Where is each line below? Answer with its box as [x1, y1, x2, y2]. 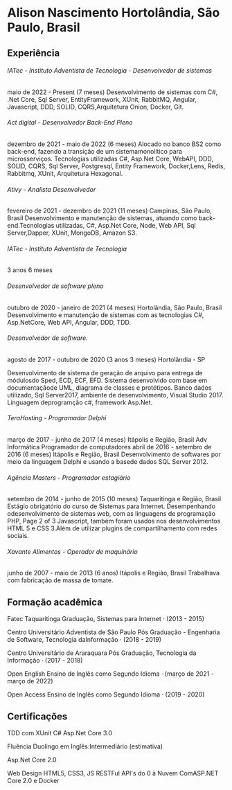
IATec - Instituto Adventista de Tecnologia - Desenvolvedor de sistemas [7, 66, 213, 75]
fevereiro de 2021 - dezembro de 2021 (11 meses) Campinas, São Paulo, [7, 206, 213, 215]
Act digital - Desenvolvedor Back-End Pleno [7, 118, 133, 127]
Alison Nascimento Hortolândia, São [7, 5, 220, 21]
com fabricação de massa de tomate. [7, 576, 114, 584]
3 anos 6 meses [7, 266, 53, 274]
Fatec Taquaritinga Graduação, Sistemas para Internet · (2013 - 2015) [7, 615, 205, 623]
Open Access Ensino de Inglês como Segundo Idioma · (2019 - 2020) [7, 690, 205, 699]
